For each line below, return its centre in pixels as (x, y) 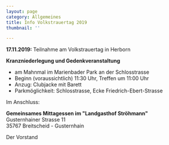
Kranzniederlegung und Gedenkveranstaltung (63, 61)
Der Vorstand (22, 137)
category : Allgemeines (34, 17)
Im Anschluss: (23, 102)
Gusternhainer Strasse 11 (36, 120)
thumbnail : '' (23, 28)
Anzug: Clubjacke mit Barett (48, 85)
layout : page (22, 11)
